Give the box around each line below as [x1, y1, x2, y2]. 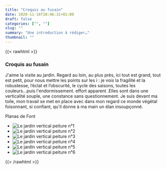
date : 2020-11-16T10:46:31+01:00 [5, 12, 74, 17]
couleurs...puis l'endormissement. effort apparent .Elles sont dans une [5, 88, 149, 94]
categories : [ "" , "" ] [5, 21, 50, 26]
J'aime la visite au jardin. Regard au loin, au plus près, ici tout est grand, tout [5, 72, 161, 78]
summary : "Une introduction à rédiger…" [5, 30, 90, 35]
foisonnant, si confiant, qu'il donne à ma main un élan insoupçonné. [5, 104, 143, 110]
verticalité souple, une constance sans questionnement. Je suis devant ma [5, 93, 158, 99]
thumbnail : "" [5, 35, 35, 40]
